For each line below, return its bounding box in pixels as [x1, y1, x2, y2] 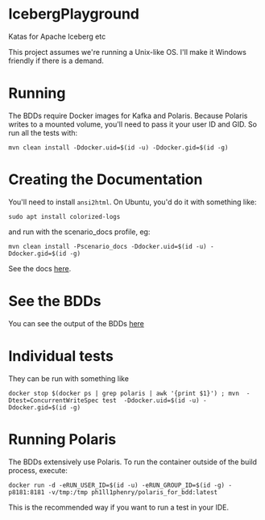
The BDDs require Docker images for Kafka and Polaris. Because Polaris [8, 111, 248, 120]
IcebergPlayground [8, 5, 139, 23]
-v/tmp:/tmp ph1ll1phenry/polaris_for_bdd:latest [48, 488, 218, 497]
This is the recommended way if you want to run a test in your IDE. [8, 502, 230, 512]
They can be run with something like [8, 373, 129, 384]
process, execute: [8, 465, 68, 475]
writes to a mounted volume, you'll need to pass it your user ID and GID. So [8, 119, 258, 129]
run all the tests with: [8, 128, 78, 137]
